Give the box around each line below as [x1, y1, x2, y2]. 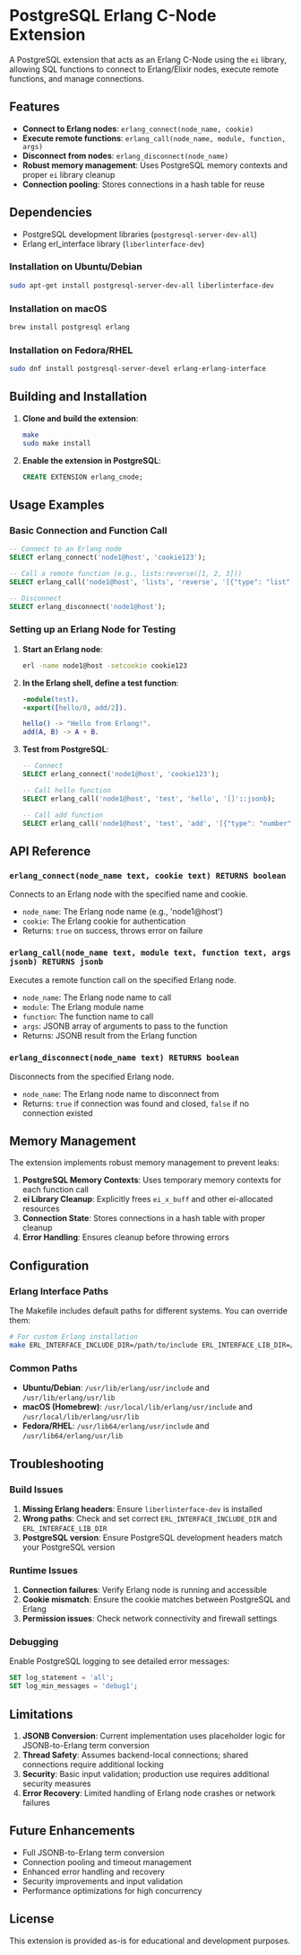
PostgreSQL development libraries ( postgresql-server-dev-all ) [21, 228, 257, 239]
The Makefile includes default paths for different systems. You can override [9, 1305, 288, 1316]
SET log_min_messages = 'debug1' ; [9, 1682, 139, 1691]
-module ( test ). [21, 694, 80, 703]
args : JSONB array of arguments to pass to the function [21, 1021, 228, 1031]
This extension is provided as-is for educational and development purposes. [9, 1935, 291, 1946]
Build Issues [9, 1483, 64, 1496]
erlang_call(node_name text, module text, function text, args [9, 947, 291, 958]
